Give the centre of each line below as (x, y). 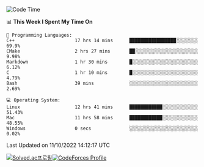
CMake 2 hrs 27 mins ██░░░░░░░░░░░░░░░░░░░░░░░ (102, 51)
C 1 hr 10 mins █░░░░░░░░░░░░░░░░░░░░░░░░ (102, 73)
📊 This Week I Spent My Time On (49, 22)
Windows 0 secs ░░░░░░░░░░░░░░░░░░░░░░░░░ (102, 128)
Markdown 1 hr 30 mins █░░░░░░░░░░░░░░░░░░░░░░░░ (102, 62)
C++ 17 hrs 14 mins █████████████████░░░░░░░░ (102, 40)
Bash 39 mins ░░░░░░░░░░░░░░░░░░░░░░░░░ (102, 83)
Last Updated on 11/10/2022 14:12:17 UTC (58, 145)
